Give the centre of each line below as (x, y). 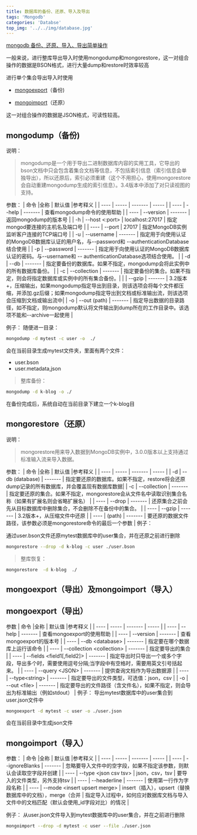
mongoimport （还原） (41, 103)
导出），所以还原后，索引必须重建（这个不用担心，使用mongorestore (108, 178)
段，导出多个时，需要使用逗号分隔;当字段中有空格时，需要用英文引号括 (92, 663)
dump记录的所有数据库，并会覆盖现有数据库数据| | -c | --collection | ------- (97, 486)
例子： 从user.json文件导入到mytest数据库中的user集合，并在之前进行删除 (96, 815)
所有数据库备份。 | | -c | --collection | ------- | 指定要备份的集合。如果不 (98, 271)
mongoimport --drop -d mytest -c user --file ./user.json (78, 826)
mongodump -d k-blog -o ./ (39, 392)
